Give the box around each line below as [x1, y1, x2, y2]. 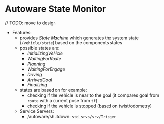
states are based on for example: [19, 87, 87, 93]
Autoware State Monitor [5, 3, 106, 15]
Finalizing [27, 82, 47, 87]
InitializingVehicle [27, 50, 63, 56]
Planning [27, 61, 46, 67]
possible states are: [19, 45, 60, 51]
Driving [27, 71, 42, 77]
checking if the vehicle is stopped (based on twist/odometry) [27, 103, 152, 109]
